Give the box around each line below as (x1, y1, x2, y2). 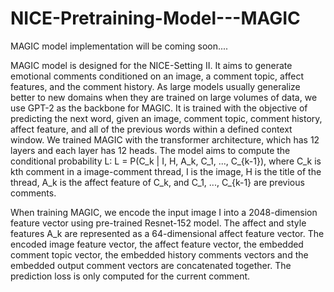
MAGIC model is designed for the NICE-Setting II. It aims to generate (10, 59, 293, 71)
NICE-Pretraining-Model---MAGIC (10, 7, 301, 30)
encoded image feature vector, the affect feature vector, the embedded (10, 238, 304, 250)
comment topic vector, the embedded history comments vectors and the (10, 248, 309, 261)
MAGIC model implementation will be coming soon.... (10, 40, 229, 52)
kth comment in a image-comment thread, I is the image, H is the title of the (10, 165, 322, 177)
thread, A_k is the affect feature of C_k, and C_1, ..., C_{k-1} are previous (10, 176, 305, 188)
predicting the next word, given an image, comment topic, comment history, (10, 112, 323, 124)
